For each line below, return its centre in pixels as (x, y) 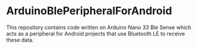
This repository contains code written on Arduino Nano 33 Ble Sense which (99, 27)
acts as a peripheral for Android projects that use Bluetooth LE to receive (96, 33)
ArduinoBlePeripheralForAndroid (89, 11)
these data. (20, 40)
